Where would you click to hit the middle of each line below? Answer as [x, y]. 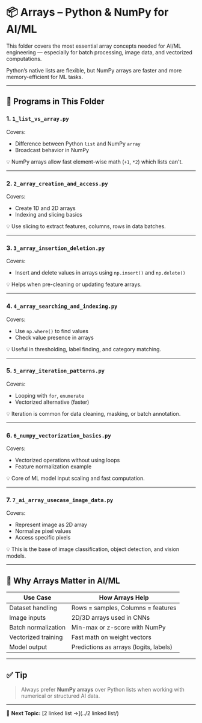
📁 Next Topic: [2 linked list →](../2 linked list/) [63, 713]
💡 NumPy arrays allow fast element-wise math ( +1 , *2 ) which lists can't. [95, 162]
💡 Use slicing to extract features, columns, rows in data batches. [86, 226]
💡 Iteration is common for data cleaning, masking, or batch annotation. [93, 413]
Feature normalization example [53, 467]
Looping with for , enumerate [49, 395]
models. [16, 556]
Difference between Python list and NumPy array [78, 144]
